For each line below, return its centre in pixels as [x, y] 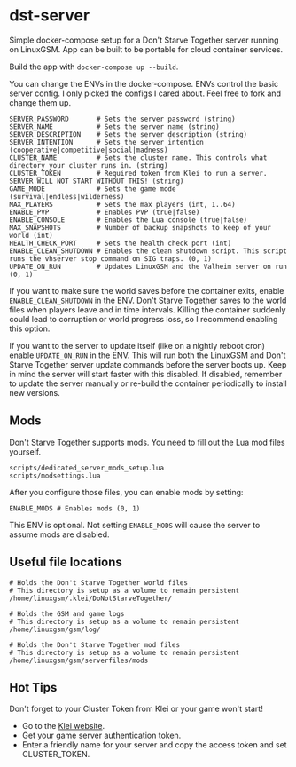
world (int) [31, 235]
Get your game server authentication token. [101, 735]
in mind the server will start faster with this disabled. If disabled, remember [146, 374]
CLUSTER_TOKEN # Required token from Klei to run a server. [138, 173]
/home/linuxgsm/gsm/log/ [55, 629]
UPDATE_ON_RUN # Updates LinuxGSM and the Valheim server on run [148, 266]
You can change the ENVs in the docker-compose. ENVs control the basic [144, 83]
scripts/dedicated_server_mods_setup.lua [87, 468]
